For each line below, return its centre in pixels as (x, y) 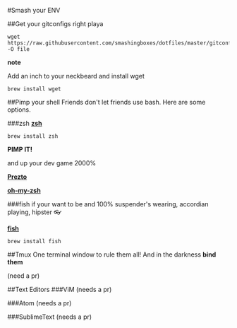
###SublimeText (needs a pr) (50, 317)
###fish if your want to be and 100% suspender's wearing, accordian (108, 204)
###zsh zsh (25, 123)
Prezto (17, 177)
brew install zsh (33, 136)
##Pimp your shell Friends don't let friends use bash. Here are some (107, 102)
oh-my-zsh (24, 191)
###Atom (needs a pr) (39, 303)
